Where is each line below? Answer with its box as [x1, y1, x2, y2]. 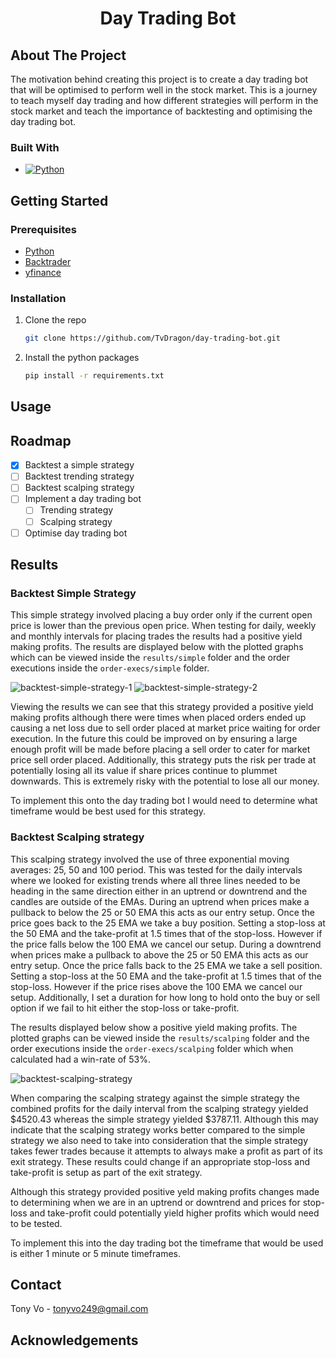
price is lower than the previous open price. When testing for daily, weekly [10, 620, 317, 632]
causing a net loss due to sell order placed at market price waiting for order [10, 722, 321, 734]
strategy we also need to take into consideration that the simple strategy [10, 1134, 309, 1146]
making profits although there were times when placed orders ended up [10, 712, 307, 724]
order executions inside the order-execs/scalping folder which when [10, 1042, 294, 1054]
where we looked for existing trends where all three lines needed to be [10, 874, 301, 886]
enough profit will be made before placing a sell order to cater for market [10, 743, 311, 756]
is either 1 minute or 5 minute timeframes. [10, 1247, 182, 1259]
